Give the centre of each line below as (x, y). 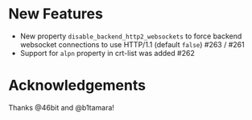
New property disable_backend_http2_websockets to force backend (131, 36)
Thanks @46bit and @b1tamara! (62, 107)
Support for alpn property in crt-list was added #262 (107, 53)
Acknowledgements (77, 86)
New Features (56, 14)
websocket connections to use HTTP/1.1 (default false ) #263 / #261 (132, 44)
